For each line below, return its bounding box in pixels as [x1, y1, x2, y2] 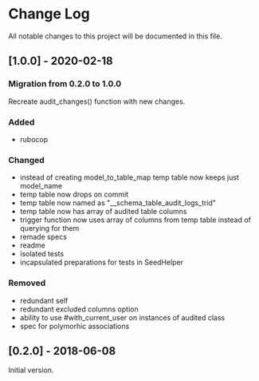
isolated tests [19, 249, 65, 259]
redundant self [19, 296, 69, 305]
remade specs [19, 232, 68, 242]
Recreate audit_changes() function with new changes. [8, 97, 186, 106]
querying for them [19, 224, 80, 233]
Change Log [8, 5, 90, 23]
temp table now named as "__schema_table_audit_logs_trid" [19, 198, 217, 208]
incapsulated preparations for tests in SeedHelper [19, 257, 184, 268]
